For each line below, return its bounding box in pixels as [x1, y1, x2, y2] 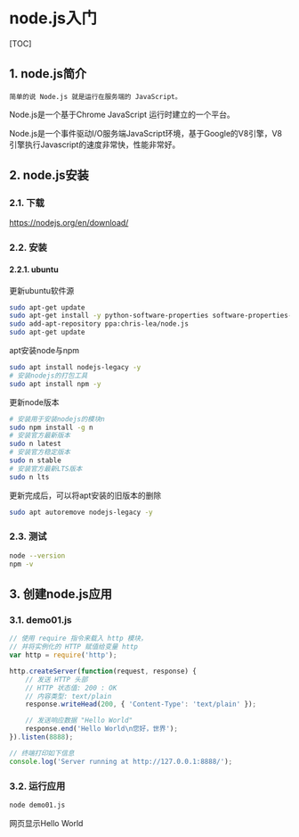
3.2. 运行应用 [9, 780, 66, 792]
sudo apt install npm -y [9, 379, 101, 388]
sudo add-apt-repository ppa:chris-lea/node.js [9, 319, 190, 328]
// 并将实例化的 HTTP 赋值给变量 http [9, 642, 139, 651]
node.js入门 [9, 8, 98, 29]
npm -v [9, 559, 34, 568]
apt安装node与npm [9, 345, 80, 356]
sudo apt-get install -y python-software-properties [9, 311, 209, 320]
